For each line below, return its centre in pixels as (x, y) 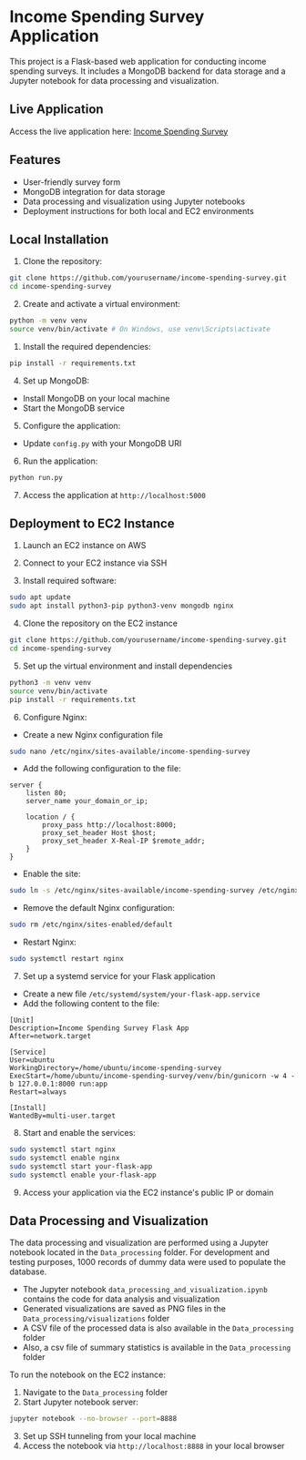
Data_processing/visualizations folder (96, 1319)
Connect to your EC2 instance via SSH (95, 563)
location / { (51, 817)
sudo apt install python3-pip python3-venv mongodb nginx (122, 606)
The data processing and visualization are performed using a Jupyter (139, 1243)
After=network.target (51, 1036)
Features (35, 160)
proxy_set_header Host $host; (99, 833)
